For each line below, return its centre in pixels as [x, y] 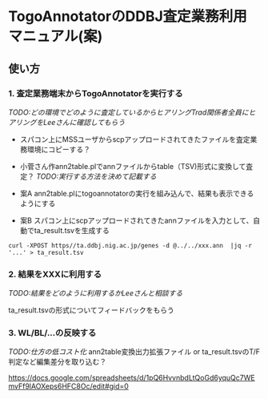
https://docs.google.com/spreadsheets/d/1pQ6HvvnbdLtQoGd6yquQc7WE [132, 378]
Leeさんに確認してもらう [84, 122]
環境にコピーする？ [58, 149]
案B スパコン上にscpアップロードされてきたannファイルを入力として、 [136, 220]
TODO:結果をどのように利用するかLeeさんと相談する [96, 293]
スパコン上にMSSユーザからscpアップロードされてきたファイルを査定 [135, 139]
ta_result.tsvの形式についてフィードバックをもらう [91, 310]
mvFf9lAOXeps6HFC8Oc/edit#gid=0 [69, 386]
